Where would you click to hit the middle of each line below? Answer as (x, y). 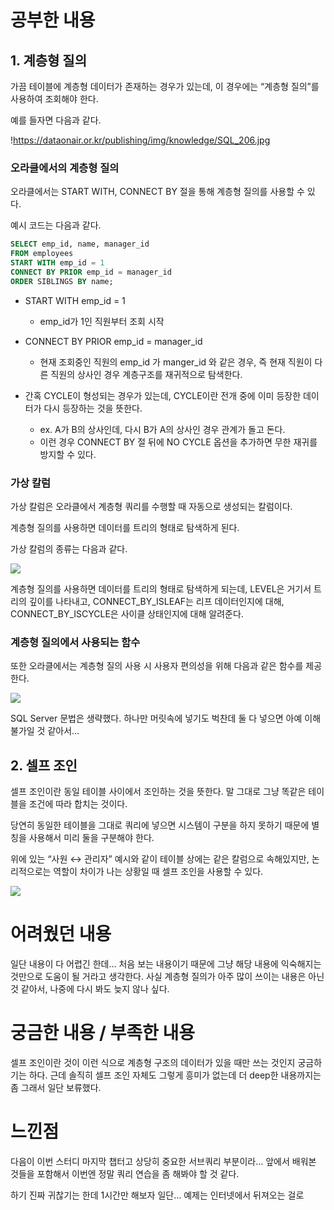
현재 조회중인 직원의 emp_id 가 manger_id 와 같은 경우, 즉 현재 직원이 (176, 362)
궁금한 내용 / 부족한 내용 (102, 1033)
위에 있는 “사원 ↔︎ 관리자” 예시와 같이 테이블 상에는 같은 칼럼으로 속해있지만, (160, 859)
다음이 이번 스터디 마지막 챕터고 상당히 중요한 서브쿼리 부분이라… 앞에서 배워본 (163, 1161)
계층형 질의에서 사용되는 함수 (75, 642)
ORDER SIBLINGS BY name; (62, 281)
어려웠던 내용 (61, 934)
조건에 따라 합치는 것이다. (78, 804)
